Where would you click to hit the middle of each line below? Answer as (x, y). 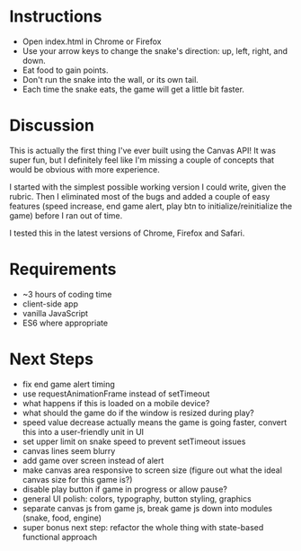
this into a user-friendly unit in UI (83, 431)
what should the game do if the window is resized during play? (138, 413)
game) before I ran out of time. (66, 215)
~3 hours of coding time (67, 294)
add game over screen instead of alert (93, 460)
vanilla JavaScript (55, 313)
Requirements (63, 269)
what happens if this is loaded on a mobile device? (116, 403)
